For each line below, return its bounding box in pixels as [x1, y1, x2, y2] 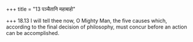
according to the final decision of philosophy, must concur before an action [6, 23, 187, 30]
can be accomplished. [6, 30, 60, 36]
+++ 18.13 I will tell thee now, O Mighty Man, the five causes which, [6, 17, 168, 24]
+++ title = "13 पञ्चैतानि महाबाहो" [6, 6, 76, 12]
